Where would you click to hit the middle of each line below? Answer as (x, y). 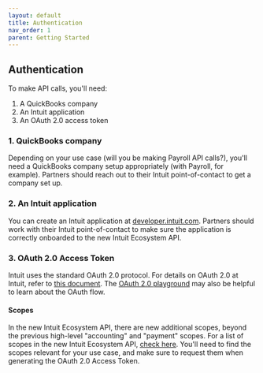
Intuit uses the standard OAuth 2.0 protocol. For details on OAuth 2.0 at (123, 275)
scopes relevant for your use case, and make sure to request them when (126, 352)
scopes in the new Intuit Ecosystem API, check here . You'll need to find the (130, 345)
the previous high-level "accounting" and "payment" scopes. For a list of (126, 336)
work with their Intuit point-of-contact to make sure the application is (120, 229)
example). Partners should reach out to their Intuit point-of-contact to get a (130, 175)
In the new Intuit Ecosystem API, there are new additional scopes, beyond (128, 327)
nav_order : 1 (30, 30)
